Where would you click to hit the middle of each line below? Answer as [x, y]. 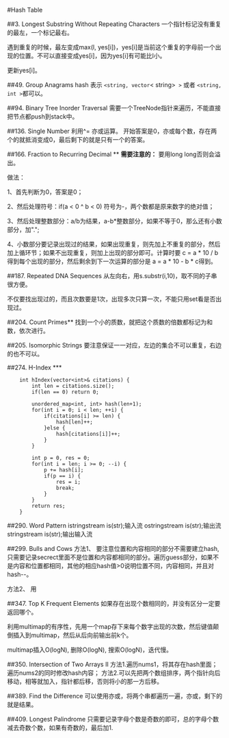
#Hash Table [25, 10]
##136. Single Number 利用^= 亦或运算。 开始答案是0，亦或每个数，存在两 [112, 131]
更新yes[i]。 [24, 70]
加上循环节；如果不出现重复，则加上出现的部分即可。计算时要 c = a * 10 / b [113, 253]
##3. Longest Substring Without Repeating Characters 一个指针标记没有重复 [114, 24]
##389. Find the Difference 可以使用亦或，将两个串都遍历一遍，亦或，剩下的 [115, 696]
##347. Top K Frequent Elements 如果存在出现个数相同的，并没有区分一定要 [114, 603]
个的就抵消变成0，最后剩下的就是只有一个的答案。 [78, 139]
